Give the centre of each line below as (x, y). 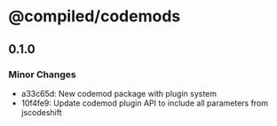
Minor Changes (42, 75)
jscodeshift (42, 112)
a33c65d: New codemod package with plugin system (119, 93)
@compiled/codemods (95, 16)
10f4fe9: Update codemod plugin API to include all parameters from (144, 103)
